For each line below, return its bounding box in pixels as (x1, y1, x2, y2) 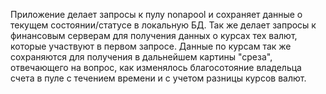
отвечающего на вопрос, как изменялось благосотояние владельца (10, 62, 302, 73)
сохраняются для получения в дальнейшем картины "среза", (10, 51, 273, 63)
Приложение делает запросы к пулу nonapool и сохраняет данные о (10, 9, 303, 20)
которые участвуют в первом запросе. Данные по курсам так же (10, 40, 292, 52)
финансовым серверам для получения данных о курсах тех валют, (10, 30, 298, 41)
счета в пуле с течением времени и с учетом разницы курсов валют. (10, 72, 307, 84)
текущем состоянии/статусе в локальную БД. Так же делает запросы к (10, 19, 317, 31)
